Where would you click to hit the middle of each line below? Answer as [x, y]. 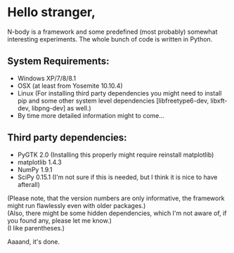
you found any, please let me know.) [60, 220]
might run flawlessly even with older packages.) [77, 205]
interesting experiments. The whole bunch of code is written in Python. [110, 39]
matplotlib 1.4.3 [39, 162]
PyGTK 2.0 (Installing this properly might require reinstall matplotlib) [116, 155]
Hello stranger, [52, 12]
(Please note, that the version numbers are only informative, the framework [116, 198]
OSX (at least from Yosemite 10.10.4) [70, 86]
